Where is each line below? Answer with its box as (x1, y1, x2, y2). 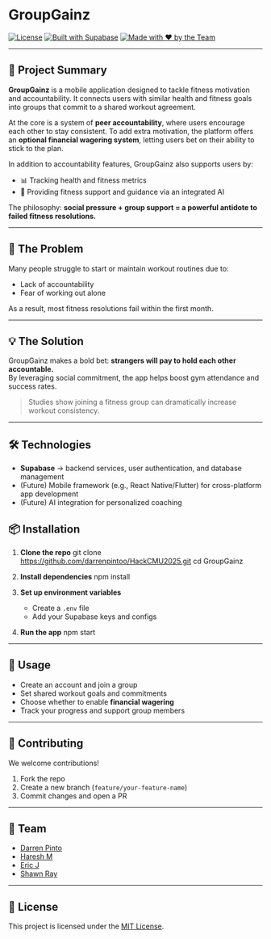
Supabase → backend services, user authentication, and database (19, 463, 242, 474)
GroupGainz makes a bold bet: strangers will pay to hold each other (8, 356, 236, 365)
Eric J (19, 861, 40, 870)
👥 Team (8, 822, 47, 836)
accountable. (8, 364, 54, 374)
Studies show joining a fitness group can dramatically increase (27, 398, 236, 407)
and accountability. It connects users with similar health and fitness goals (8, 93, 252, 103)
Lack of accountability (19, 279, 94, 288)
